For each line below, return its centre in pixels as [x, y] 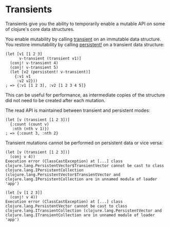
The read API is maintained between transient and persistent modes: [78, 110]
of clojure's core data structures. [40, 29]
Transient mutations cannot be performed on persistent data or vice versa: [84, 143]
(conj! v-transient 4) [34, 63]
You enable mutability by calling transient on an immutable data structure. [83, 39]
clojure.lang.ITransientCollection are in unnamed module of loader [80, 215]
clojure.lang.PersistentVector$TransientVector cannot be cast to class [85, 165]
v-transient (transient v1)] [50, 58]
